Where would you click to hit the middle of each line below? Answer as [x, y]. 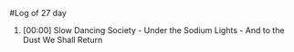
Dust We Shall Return [63, 40]
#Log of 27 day [38, 13]
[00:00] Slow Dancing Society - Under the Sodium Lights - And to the [153, 30]
